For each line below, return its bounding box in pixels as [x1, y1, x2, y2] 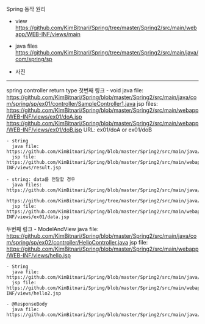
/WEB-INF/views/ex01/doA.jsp [6, 113, 82, 120]
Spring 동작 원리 [6, 6, 46, 12]
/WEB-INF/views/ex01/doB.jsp [6, 126, 82, 133]
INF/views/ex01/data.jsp [6, 214, 70, 220]
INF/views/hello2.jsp [6, 290, 62, 296]
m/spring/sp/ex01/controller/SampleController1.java [6, 100, 136, 107]
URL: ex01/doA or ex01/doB [83, 126, 153, 133]
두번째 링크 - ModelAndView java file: [6, 226, 99, 232]
